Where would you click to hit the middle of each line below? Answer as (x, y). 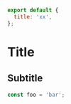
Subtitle (25, 78)
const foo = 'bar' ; (36, 95)
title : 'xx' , (33, 17)
